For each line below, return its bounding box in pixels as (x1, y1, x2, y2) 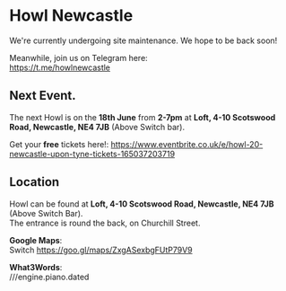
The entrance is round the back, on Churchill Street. (9, 217, 201, 228)
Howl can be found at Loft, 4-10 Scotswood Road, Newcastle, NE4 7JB (9, 198, 274, 209)
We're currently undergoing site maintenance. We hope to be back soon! (9, 35, 278, 46)
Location (9, 174, 60, 190)
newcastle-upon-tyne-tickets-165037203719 (9, 148, 176, 159)
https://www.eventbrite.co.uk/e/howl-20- (110, 138, 264, 149)
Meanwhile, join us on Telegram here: (9, 52, 148, 63)
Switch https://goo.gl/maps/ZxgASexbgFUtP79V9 (9, 244, 193, 255)
